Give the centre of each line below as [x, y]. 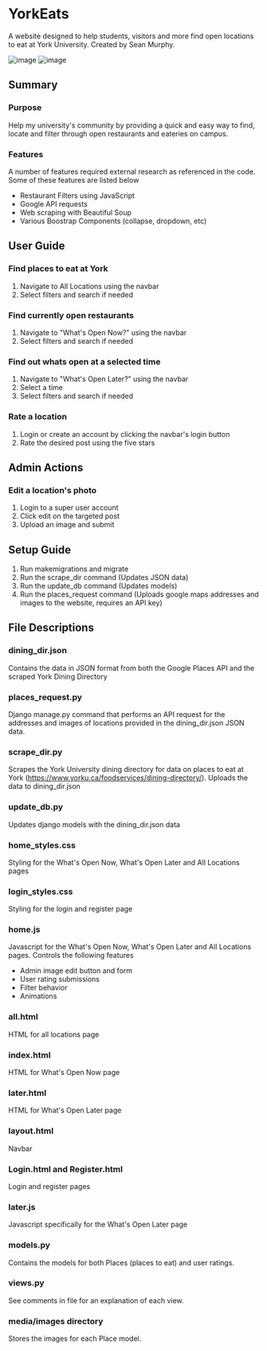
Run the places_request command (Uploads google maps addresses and [139, 594]
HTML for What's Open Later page [65, 1110]
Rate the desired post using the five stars [87, 443]
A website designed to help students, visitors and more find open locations [131, 36]
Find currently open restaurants [71, 315]
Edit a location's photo [53, 490]
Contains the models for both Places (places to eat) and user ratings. [122, 1262]
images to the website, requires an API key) [91, 603]
